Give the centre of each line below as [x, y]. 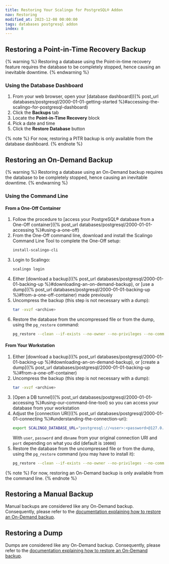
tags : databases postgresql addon [42, 24]
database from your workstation [46, 408]
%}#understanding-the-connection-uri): [86, 419]
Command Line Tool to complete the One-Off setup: [67, 241]
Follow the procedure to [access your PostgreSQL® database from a [83, 219]
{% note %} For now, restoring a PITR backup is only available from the [79, 139]
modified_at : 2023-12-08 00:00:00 [42, 19]
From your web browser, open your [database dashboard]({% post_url [86, 96]
